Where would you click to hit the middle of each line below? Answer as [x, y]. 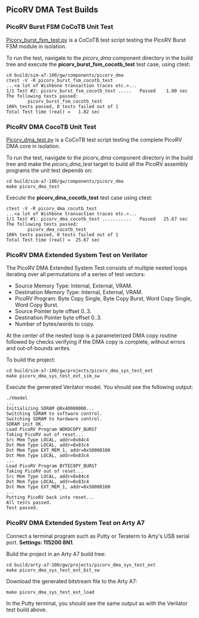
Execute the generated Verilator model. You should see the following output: [100, 387]
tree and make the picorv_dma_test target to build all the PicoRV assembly [97, 164]
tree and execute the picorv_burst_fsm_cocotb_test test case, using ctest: [98, 64]
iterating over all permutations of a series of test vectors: [76, 274]
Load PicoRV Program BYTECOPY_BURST [52, 466]
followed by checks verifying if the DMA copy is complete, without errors [96, 342]
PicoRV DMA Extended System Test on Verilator [77, 255]
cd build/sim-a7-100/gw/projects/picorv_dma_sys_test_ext [80, 371]
